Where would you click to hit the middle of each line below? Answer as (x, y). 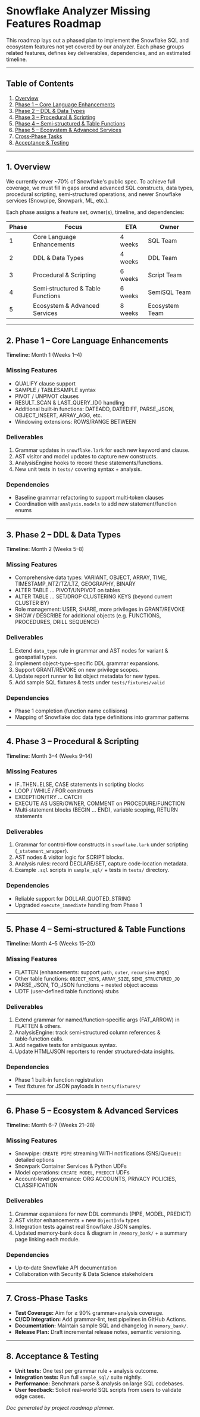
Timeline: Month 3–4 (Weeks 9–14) (49, 756)
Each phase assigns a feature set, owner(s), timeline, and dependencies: (95, 212)
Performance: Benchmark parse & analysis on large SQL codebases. (99, 1383)
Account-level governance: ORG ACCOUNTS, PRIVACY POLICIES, (96, 1179)
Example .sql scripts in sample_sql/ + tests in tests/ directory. (92, 870)
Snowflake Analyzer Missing (78, 11)
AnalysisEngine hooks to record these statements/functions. (89, 463)
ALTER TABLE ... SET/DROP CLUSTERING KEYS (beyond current (93, 596)
